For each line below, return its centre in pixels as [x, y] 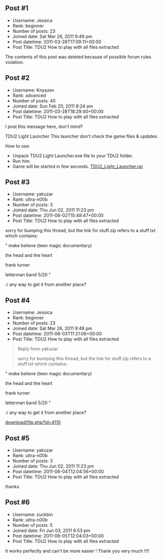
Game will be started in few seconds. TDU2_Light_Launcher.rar [78, 166]
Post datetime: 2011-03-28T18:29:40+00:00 [58, 111]
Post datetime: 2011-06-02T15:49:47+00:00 [58, 215]
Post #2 [18, 78]
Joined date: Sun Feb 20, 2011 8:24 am [53, 106]
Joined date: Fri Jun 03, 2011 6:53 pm [51, 530]
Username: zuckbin [33, 514]
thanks [12, 487]
